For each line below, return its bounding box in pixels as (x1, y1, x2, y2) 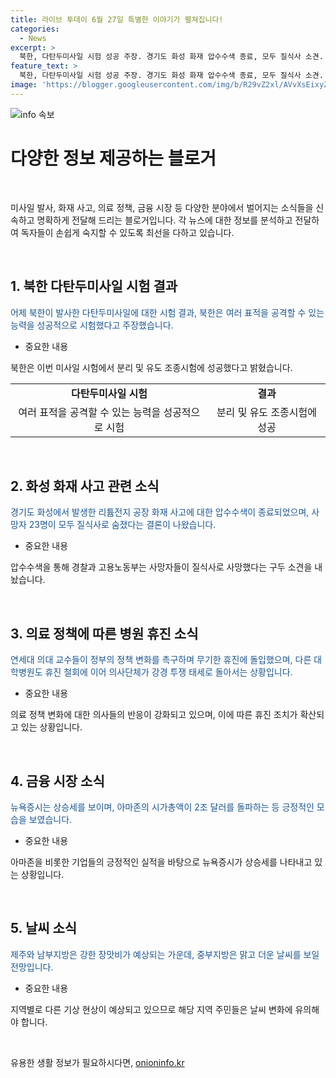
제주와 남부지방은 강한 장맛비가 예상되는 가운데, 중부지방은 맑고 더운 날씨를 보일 (10, 948, 320, 960)
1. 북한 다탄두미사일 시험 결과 (10, 278, 178, 295)
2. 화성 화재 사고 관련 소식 (10, 477, 160, 495)
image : (10, 80, 38, 90)
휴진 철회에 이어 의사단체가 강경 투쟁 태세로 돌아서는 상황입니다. (44, 666, 293, 678)
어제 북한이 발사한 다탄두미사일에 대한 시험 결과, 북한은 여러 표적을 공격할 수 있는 (10, 306, 325, 318)
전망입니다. (10, 961, 54, 973)
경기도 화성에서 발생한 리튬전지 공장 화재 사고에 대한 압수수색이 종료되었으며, (10, 506, 310, 518)
